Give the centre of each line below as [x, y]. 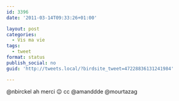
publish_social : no [31, 63]
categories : [21, 34]
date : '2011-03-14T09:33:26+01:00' [52, 18]
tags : [13, 46]
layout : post [23, 29]
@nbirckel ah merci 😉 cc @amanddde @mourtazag [72, 91]
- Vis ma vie [29, 40]
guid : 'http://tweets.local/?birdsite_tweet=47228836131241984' [90, 69]
